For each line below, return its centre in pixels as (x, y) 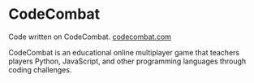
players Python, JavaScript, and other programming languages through (127, 61)
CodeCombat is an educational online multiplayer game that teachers (124, 52)
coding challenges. (40, 69)
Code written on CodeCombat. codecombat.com (90, 37)
